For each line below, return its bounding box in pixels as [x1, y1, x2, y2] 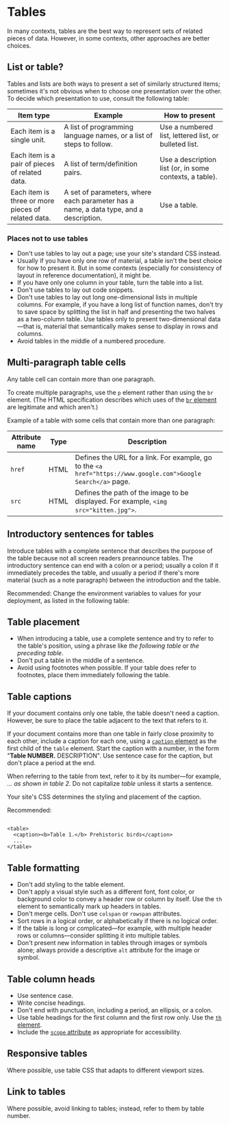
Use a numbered [159, 122, 214, 131]
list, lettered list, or [159, 130, 219, 140]
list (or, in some [159, 163, 209, 172]
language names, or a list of [64, 130, 153, 140]
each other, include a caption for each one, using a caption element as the [7, 737, 217, 745]
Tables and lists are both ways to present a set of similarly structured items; [7, 80, 220, 88]
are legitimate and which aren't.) [7, 402, 99, 411]
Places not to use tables [7, 234, 88, 243]
